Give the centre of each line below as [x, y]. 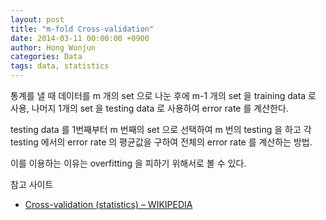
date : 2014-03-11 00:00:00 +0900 [80, 38]
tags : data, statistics [60, 66]
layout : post [37, 19]
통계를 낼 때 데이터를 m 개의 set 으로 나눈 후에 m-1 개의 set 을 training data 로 [163, 95]
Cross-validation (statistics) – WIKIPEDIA [108, 204]
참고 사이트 [32, 184]
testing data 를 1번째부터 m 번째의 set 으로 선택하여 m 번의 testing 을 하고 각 [161, 129]
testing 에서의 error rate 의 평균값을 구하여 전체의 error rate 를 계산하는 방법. [161, 142]
